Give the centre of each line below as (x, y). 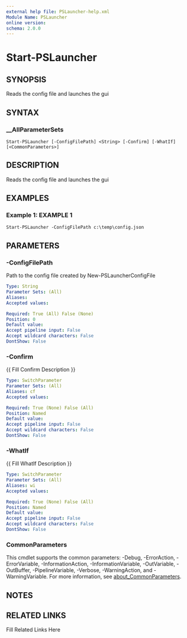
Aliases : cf (21, 391)
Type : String (22, 287)
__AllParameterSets (35, 130)
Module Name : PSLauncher (37, 17)
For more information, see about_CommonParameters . (115, 577)
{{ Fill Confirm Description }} (41, 370)
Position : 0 (21, 319)
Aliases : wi (21, 485)
